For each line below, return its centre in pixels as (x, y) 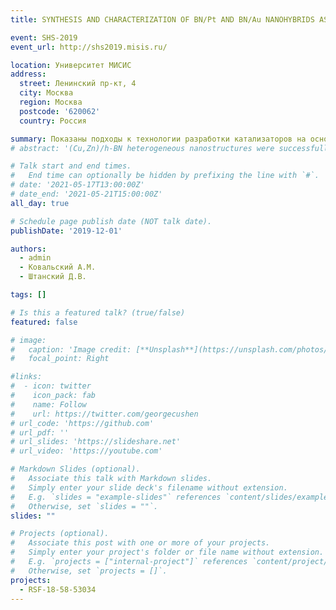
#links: (26, 377)
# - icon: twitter (51, 386)
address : (28, 74)
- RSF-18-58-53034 (58, 589)
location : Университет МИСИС (71, 65)
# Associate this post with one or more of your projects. (140, 543)
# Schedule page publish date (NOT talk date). (111, 221)
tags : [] (28, 295)
